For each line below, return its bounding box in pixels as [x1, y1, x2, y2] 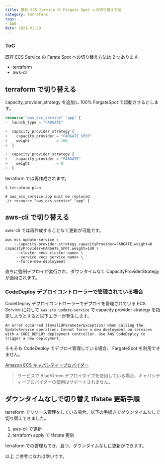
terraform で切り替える [5, 85, 77, 94]
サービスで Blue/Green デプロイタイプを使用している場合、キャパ [17, 373, 152, 379]
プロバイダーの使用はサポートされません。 [25, 379, 113, 385]
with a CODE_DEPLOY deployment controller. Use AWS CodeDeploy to [5, 332, 146, 337]
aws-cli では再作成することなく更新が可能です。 [5, 227, 104, 233]
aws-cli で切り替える [5, 213, 70, 222]
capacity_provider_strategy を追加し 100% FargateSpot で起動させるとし [5, 99, 155, 105]
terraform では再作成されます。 [5, 175, 69, 181]
